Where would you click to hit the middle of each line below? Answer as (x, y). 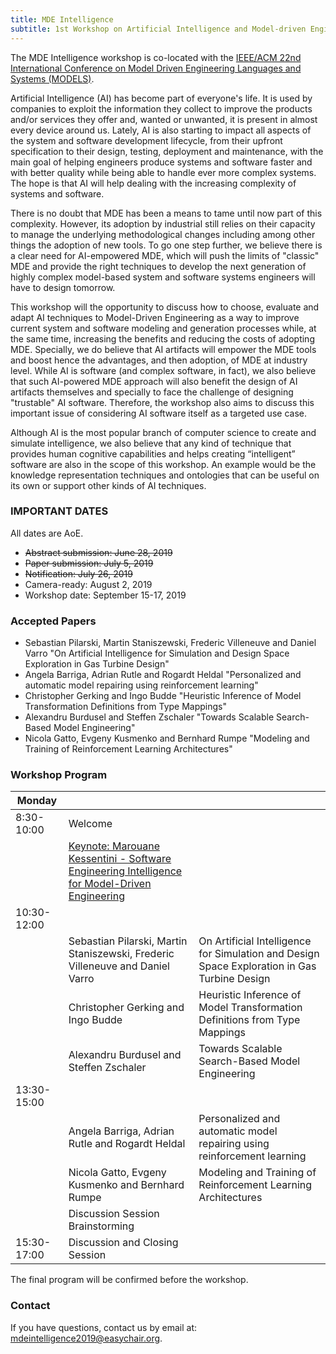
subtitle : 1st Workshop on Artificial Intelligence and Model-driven (158, 29)
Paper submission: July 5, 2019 (89, 563)
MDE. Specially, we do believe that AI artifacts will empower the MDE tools (163, 349)
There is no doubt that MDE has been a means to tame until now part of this (166, 213)
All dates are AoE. (47, 533)
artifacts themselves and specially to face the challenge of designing (152, 392)
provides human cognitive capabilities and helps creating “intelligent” (153, 453)
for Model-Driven (110, 884)
